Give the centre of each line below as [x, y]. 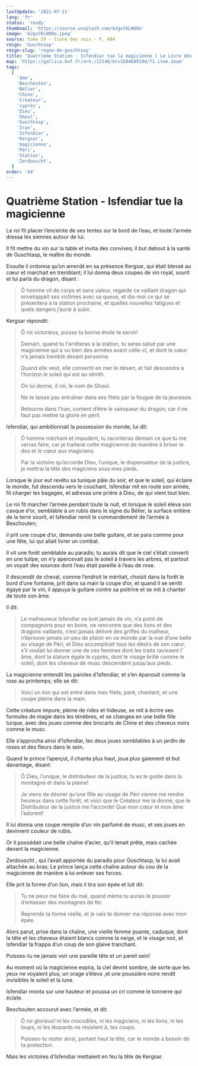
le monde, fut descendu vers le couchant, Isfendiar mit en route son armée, [98, 486]
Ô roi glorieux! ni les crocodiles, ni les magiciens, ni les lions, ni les [102, 1021]
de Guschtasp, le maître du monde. [49, 254]
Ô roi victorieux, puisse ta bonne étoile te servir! [79, 332]
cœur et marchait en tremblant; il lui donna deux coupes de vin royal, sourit [98, 272]
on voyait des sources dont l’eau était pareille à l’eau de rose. [81, 565]
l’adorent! [32, 813]
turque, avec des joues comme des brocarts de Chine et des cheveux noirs [98, 722]
